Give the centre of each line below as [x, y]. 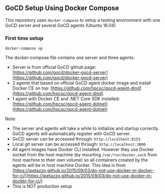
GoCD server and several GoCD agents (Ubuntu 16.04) [61, 25]
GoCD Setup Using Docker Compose [62, 8]
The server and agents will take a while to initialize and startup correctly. [86, 129]
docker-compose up [24, 48]
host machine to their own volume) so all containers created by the [80, 160]
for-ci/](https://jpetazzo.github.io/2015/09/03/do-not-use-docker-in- [82, 176]
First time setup [24, 38]
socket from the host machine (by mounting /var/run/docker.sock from [85, 155]
